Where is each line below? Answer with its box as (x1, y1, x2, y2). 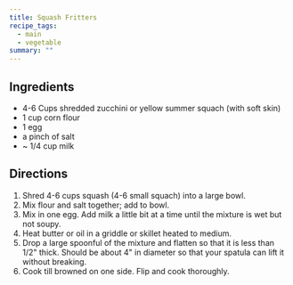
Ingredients (9, 79, 75, 94)
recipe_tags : (9, 21, 58, 30)
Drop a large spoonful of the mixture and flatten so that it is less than (21, 237, 274, 248)
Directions (9, 167, 69, 182)
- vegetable (17, 37, 62, 47)
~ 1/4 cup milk (21, 140, 75, 151)
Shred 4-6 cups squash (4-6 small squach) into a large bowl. (21, 190, 247, 200)
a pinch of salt (21, 131, 75, 142)
